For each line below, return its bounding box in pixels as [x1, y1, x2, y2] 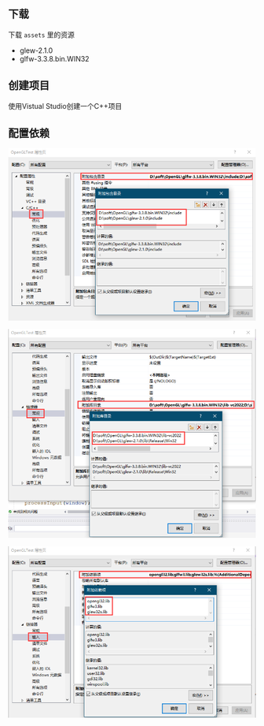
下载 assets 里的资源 [8, 30, 75, 39]
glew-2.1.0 [19, 46, 53, 55]
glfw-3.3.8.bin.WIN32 [19, 54, 90, 63]
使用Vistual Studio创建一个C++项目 [8, 101, 123, 110]
